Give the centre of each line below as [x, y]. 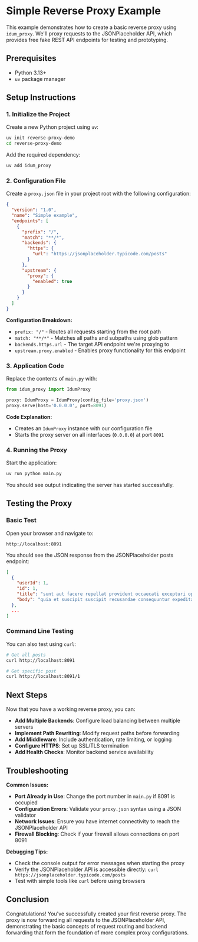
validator [25, 815]
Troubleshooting [37, 770]
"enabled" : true [52, 281]
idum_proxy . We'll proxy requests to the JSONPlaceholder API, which [89, 33]
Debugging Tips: [27, 852]
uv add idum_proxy [29, 166]
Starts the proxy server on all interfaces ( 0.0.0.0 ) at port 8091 [89, 434]
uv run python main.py [34, 474]
